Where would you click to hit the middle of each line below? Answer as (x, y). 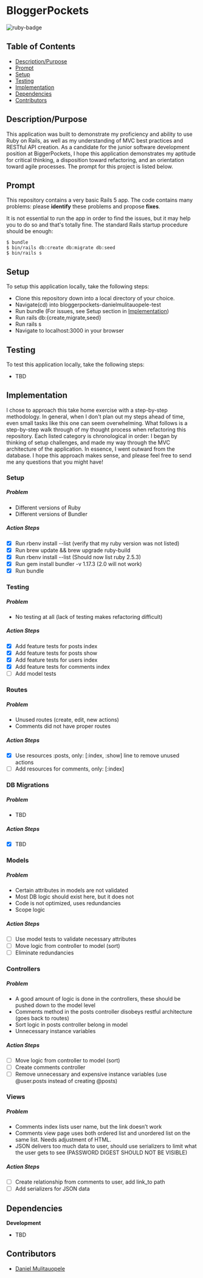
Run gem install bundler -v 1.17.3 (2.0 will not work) (78, 563)
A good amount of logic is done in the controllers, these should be (98, 999)
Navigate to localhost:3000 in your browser (70, 331)
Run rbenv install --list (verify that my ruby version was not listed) (97, 543)
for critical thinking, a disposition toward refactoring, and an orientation (95, 160)
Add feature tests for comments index (63, 667)
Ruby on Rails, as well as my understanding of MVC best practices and (95, 140)
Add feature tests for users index (56, 660)
